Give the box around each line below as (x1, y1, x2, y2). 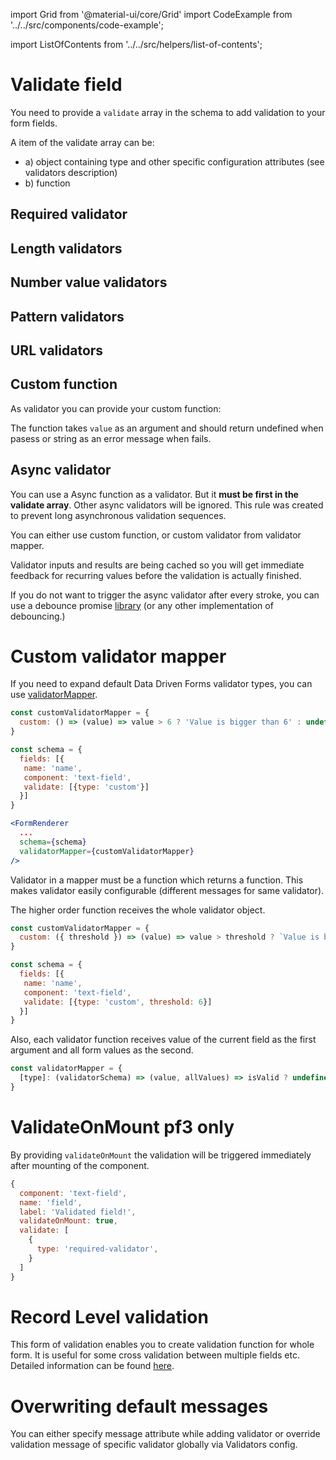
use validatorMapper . (10, 689, 98, 701)
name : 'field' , (19, 1197, 83, 1208)
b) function (24, 177, 71, 189)
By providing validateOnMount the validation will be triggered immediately (10, 1149, 312, 1161)
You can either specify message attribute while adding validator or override (10, 1428, 321, 1440)
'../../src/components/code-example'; (10, 19, 164, 31)
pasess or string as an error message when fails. (10, 432, 212, 444)
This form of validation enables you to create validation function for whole (10, 1339, 315, 1351)
